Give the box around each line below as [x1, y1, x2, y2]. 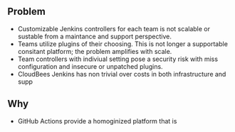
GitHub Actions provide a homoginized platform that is [17, 116, 177, 125]
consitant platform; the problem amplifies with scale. [17, 47, 172, 55]
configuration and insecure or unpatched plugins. [17, 62, 163, 70]
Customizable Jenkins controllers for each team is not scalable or [17, 24, 210, 33]
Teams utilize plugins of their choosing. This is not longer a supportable [17, 39, 228, 48]
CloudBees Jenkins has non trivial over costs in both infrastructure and [17, 70, 226, 78]
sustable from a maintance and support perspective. [17, 32, 172, 40]
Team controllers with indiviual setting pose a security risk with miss [17, 55, 219, 63]
